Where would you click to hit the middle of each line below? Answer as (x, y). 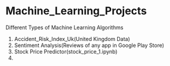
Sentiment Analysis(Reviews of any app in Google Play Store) (89, 45)
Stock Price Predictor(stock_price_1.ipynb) (66, 51)
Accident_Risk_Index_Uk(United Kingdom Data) (72, 39)
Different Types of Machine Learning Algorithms (64, 27)
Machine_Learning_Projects (76, 11)
